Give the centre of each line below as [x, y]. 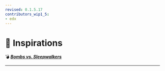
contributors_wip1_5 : [27, 14]
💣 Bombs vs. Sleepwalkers [33, 57]
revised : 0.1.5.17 [24, 10]
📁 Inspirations [34, 43]
